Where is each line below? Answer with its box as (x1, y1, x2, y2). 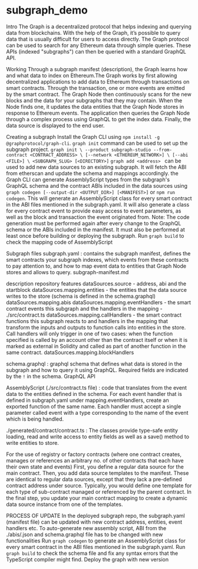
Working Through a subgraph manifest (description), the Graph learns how (6, 65, 187, 72)
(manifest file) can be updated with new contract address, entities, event (6, 518, 183, 525)
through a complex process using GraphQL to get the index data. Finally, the (6, 115, 192, 122)
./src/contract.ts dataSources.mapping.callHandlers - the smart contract (6, 311, 181, 318)
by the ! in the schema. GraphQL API (6, 372, 95, 380)
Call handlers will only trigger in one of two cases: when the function (6, 330, 173, 337)
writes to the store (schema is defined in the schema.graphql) (6, 292, 156, 300)
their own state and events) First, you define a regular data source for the (6, 463, 184, 470)
